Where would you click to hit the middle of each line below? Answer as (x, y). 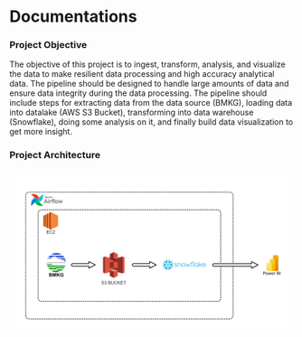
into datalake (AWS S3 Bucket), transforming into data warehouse (132, 112)
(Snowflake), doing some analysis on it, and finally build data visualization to (151, 122)
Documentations (73, 17)
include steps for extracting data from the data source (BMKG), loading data (151, 103)
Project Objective (48, 45)
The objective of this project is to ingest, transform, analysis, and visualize (148, 64)
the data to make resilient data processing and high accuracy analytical (142, 74)
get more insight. (41, 132)
